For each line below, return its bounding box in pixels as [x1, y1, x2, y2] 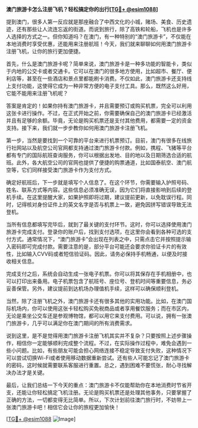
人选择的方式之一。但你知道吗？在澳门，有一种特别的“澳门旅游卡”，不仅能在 [6, 33, 192, 40]
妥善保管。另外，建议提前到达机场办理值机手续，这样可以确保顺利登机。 [6, 285, 181, 292]
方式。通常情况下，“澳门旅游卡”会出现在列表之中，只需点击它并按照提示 [11, 236, 187, 242]
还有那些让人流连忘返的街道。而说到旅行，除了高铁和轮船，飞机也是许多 [16, 26, 192, 32]
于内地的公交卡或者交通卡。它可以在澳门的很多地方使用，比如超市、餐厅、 [6, 68, 187, 74]
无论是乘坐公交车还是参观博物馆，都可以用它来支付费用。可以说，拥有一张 [6, 312, 187, 319]
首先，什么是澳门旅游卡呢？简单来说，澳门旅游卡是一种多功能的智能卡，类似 [6, 60, 192, 67]
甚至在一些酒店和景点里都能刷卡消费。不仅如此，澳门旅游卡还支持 [26, 75, 187, 82]
